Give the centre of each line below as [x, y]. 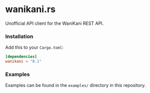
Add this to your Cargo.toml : [35, 48]
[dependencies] [21, 57]
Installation [19, 36]
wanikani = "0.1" [23, 62]
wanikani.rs [30, 9]
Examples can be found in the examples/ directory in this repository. [76, 85]
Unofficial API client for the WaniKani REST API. [55, 23]
